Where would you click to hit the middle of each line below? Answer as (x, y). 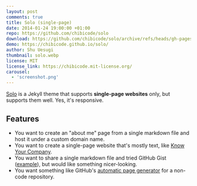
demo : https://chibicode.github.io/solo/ (57, 45)
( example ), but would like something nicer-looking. (76, 164)
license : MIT (22, 61)
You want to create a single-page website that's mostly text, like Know (99, 145)
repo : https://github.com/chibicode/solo (57, 34)
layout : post (22, 11)
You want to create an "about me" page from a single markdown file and (102, 132)
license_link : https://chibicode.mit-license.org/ (69, 66)
